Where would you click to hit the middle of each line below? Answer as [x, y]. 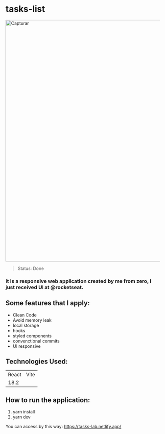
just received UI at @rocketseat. [45, 287]
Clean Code [25, 315]
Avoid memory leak [32, 320]
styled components [32, 336]
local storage [26, 325]
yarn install [24, 412]
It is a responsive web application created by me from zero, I [78, 281]
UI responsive [27, 346]
